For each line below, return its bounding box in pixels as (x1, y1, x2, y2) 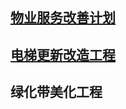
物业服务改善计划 (10, 9, 116, 27)
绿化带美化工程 (10, 84, 103, 101)
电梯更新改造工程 (10, 46, 116, 63)
